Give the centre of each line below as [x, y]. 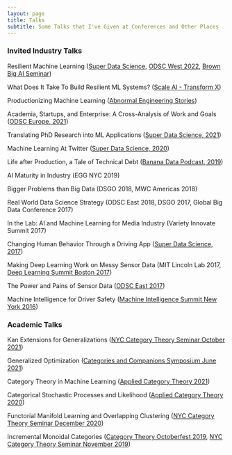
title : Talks [26, 20]
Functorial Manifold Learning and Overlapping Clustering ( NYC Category [111, 415]
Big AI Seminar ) [30, 73]
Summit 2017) [27, 230]
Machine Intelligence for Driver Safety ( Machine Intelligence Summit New [112, 299]
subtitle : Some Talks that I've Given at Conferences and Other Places [113, 26]
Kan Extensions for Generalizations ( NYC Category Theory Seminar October [116, 340]
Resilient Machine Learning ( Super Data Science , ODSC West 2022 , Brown [114, 66]
